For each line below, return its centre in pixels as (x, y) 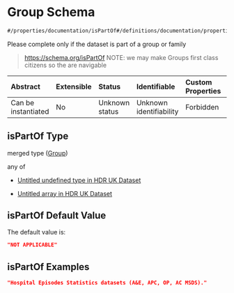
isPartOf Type (38, 136)
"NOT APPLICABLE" (32, 245)
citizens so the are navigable (65, 65)
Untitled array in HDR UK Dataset (65, 193)
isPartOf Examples (48, 267)
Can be (23, 103)
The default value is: (37, 232)
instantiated (30, 111)
